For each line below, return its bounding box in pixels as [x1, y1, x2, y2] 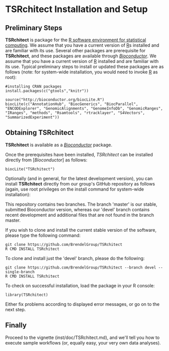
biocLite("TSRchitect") [5, 166, 55, 171]
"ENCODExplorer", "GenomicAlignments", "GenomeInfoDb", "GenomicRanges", [5, 106, 163, 111]
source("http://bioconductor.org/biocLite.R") [5, 97, 105, 102]
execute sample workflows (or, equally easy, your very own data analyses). [5, 339, 161, 345]
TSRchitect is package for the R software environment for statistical [5, 37, 146, 43]
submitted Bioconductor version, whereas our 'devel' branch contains [5, 206, 150, 212]
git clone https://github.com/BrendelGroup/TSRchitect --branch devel [5, 265, 156, 270]
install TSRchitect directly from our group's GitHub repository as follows [5, 181, 155, 187]
